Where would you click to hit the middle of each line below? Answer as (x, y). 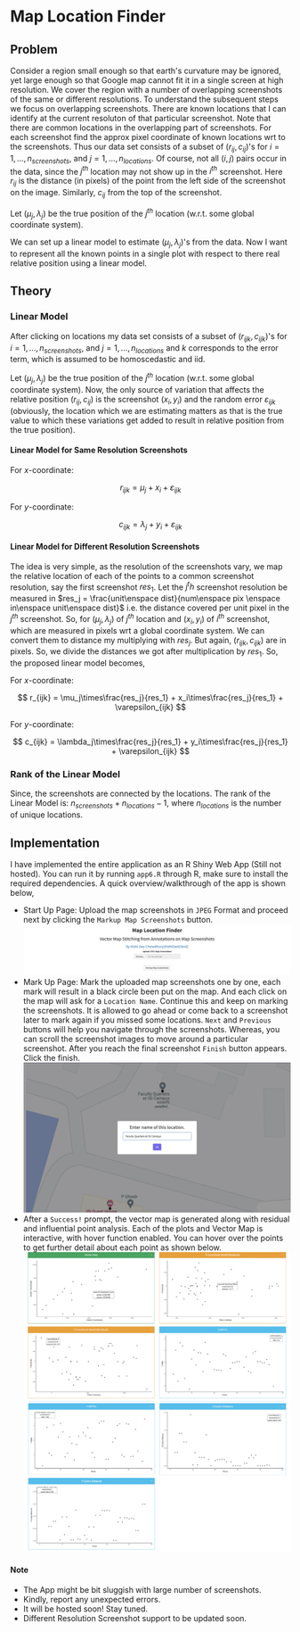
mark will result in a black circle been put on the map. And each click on (155, 991)
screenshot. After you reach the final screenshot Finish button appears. (155, 1048)
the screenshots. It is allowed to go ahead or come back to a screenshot (155, 1011)
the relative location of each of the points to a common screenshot (132, 576)
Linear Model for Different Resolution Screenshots (105, 547)
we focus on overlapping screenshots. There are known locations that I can (148, 108)
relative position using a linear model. (79, 263)
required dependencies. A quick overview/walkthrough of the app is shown (148, 883)
